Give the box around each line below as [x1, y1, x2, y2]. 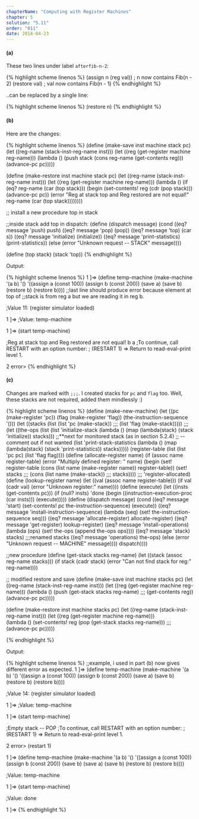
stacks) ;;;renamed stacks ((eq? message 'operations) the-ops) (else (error [6, 533, 189, 540]
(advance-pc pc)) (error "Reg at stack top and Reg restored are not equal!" [6, 191, 189, 198]
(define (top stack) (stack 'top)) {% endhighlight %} [6, 251, 132, 258]
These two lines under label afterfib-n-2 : [6, 62, 109, 69]
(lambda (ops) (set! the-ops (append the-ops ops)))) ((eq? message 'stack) [6, 527, 190, 535]
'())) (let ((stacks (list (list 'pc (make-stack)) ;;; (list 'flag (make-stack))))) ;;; [6, 420, 189, 427]
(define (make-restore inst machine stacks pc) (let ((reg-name [6, 606, 159, 613]
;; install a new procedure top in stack [6, 208, 98, 216]
